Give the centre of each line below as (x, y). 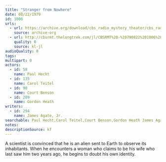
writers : (14, 107)
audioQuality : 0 (22, 51)
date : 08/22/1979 (23, 14)
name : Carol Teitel (34, 83)
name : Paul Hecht (32, 74)
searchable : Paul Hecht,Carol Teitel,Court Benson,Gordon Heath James (79, 120)
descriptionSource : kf (28, 129)
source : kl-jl (28, 47)
